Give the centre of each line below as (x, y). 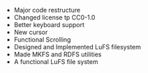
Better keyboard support (49, 25)
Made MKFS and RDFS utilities (58, 54)
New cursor (31, 32)
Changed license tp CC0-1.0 (54, 17)
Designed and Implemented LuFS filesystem (77, 47)
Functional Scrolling (42, 40)
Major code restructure (47, 10)
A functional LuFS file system (56, 62)
